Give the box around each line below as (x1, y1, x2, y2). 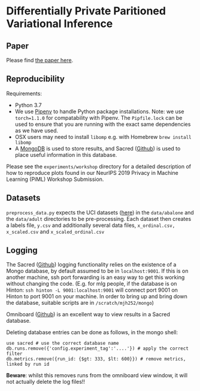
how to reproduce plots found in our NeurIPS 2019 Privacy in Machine (6, 169, 178, 176)
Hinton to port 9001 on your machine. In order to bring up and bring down (6, 293, 187, 300)
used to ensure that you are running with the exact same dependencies (14, 120, 191, 128)
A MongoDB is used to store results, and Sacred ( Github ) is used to (14, 145, 181, 152)
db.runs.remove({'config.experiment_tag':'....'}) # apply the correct (6, 345, 189, 351)
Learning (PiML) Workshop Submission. (6, 175, 104, 183)
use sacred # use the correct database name (6, 340, 119, 347)
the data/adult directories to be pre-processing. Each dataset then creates (6, 215, 192, 222)
